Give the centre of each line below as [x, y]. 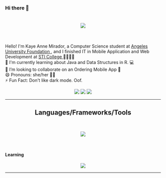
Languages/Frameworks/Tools [83, 113]
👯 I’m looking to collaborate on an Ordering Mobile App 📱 [63, 69]
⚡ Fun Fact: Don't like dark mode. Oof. [44, 80]
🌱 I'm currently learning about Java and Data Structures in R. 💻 [70, 62]
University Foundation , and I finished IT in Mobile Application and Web [77, 51]
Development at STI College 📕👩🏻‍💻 [40, 57]
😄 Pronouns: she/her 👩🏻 [30, 74]
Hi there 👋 [17, 8]
